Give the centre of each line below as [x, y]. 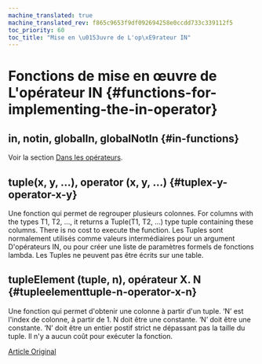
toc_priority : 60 [36, 30]
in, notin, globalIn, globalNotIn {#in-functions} [124, 138]
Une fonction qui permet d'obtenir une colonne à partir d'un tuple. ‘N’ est [126, 311]
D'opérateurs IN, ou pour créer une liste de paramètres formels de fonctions [131, 247]
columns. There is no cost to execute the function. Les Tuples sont [116, 230]
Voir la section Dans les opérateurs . [65, 157]
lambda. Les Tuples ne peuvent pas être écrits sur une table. [106, 256]
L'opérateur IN [56, 93]
